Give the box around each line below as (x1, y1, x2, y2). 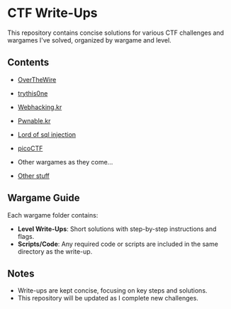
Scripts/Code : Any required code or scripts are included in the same (17, 240, 218, 248)
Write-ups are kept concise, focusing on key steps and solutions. (17, 286, 208, 295)
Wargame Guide (7, 192, 80, 204)
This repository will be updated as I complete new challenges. (17, 294, 198, 303)
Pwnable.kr (17, 116, 51, 125)
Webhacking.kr (17, 103, 62, 111)
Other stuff (17, 172, 50, 180)
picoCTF (17, 144, 43, 152)
